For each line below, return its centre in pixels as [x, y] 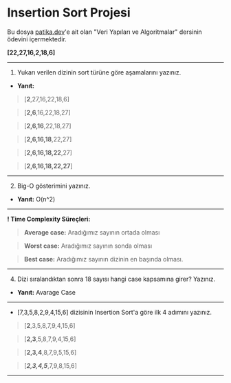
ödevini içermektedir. [37, 39]
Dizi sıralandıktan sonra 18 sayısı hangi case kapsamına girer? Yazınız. [116, 279]
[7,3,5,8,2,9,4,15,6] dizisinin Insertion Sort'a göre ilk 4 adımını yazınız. [114, 312]
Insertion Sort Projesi [69, 13]
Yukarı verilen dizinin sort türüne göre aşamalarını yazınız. [99, 72]
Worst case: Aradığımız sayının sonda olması [88, 246]
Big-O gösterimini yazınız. [54, 186]
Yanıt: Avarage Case [46, 292]
